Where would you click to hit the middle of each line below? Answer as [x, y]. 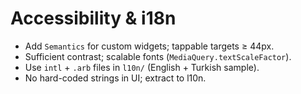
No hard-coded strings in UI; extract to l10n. [115, 78]
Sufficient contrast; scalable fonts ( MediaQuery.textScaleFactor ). [158, 56]
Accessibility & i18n [93, 18]
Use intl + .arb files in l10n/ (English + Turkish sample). [142, 67]
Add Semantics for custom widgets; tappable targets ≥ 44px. [149, 46]
